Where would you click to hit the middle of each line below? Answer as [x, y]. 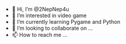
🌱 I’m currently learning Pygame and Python [66, 22]
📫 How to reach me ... [39, 35]
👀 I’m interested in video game [49, 15]
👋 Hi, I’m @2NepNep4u [40, 9]
